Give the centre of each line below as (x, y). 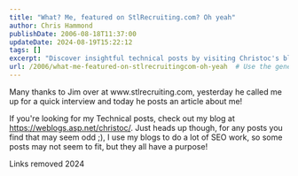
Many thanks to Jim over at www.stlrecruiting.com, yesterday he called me (145, 92)
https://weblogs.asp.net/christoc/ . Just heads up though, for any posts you (146, 127)
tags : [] (25, 50)
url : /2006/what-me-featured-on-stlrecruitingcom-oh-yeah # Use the (141, 67)
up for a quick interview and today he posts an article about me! (126, 101)
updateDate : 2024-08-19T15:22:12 (71, 42)
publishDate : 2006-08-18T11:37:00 (73, 34)
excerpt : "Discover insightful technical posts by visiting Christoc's (144, 58)
